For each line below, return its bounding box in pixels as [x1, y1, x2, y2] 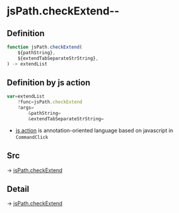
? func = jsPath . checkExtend [17, 99, 83, 105]
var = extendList [7, 93, 45, 100]
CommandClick [15, 134, 49, 140]
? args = [17, 105, 34, 111]
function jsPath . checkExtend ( [7, 44, 83, 50]
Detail [7, 184, 29, 194]
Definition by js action [7, 77, 91, 88]
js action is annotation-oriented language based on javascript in [15, 126, 174, 134]
